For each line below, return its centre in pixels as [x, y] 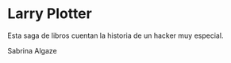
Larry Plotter [50, 14]
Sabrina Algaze [32, 50]
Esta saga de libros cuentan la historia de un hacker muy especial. [115, 35]
